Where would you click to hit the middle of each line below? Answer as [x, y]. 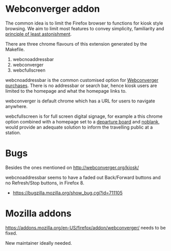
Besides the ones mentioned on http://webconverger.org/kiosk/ [72, 168]
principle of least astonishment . [38, 34]
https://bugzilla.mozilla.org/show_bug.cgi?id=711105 [68, 193]
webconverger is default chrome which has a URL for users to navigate [80, 101]
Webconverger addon [52, 9]
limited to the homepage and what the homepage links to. [66, 91]
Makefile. [15, 49]
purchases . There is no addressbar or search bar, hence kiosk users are [81, 86]
